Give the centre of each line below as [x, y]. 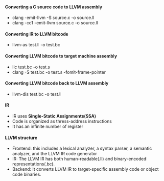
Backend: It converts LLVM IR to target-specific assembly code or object [85, 169]
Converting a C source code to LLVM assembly [54, 7]
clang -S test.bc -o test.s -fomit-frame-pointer [59, 72]
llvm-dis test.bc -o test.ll [37, 94]
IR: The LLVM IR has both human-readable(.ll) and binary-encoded [79, 159]
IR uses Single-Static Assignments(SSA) [54, 116]
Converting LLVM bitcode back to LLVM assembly [57, 83]
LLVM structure [21, 138]
